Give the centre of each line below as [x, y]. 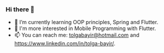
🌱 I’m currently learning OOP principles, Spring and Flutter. [86, 22]
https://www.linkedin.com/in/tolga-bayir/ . [65, 44]
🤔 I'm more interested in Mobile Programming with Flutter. [85, 28]
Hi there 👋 [20, 9]
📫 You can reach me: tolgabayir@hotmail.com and [77, 35]
